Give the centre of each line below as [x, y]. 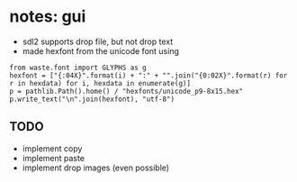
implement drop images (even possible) [95, 168]
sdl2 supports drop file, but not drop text [98, 41]
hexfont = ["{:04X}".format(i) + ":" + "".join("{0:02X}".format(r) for [148, 75]
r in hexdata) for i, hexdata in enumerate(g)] [100, 83]
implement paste [54, 158]
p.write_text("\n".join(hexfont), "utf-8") [92, 99]
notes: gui [48, 17]
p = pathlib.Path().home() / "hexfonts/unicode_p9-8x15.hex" [126, 91]
